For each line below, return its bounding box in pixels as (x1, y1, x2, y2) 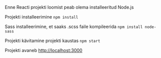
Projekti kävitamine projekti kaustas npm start (5, 37, 101, 43)
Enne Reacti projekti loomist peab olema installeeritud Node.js (5, 4, 134, 10)
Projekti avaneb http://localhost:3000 (5, 47, 83, 53)
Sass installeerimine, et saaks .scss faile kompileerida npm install (5, 23, 143, 29)
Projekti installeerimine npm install (5, 14, 78, 19)
